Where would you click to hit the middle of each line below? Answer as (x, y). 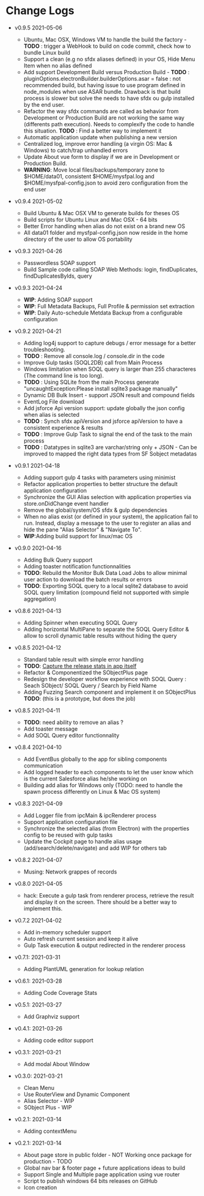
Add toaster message (51, 729)
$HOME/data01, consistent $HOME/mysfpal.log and (89, 176)
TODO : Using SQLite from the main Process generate (91, 382)
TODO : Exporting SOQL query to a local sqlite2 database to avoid (106, 585)
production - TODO (48, 1161)
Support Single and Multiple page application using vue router (102, 1174)
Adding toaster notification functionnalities (77, 566)
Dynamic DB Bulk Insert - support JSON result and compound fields (109, 395)
